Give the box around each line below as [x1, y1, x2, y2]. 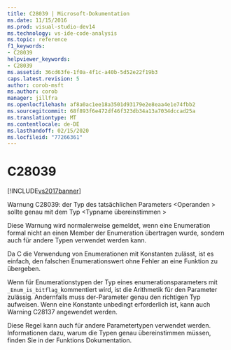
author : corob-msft [7, 82, 64, 89]
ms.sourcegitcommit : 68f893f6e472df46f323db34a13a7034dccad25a [7, 108, 196, 115]
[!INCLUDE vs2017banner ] [7, 187, 82, 196]
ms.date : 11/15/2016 [7, 17, 68, 24]
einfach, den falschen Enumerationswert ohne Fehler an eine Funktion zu [7, 257, 218, 265]
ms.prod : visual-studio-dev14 [7, 23, 96, 30]
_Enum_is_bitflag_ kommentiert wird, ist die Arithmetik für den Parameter [7, 286, 218, 294]
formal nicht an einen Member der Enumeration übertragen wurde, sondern [7, 228, 225, 238]
